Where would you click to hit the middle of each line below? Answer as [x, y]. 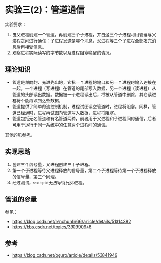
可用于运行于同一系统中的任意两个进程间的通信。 [61, 125]
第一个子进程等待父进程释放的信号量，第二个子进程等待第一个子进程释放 [84, 170]
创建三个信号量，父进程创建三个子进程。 [52, 164]
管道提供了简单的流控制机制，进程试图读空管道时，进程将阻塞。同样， [82, 106]
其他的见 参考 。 [20, 135]
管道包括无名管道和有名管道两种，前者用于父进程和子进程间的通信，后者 [84, 118]
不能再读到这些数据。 [42, 100]
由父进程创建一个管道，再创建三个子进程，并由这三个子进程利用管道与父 [84, 34]
